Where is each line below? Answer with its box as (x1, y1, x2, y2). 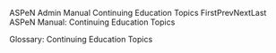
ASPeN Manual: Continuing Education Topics (9, 17, 176, 27)
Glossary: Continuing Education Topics (9, 34, 153, 44)
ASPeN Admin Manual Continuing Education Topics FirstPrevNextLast (9, 8, 267, 18)
